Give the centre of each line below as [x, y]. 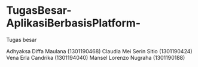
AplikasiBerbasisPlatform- [73, 23]
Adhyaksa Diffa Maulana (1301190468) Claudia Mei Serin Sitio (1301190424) [99, 51]
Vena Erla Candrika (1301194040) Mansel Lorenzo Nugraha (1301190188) [96, 57]
